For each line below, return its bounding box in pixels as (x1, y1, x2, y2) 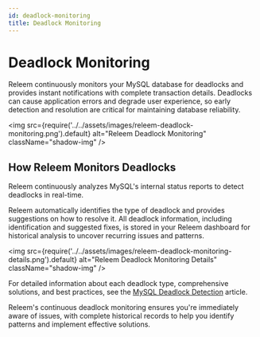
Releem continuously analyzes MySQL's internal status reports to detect (8, 182, 244, 191)
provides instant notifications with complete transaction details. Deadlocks (8, 88, 253, 98)
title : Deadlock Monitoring (8, 19, 102, 27)
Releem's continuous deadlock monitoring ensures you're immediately (8, 303, 239, 312)
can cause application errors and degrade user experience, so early (8, 96, 231, 106)
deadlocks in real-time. (8, 190, 84, 200)
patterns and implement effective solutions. (8, 319, 151, 329)
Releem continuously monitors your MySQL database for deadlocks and (8, 80, 244, 89)
